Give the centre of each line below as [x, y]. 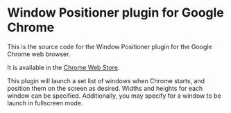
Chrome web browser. [39, 54]
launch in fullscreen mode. [45, 103]
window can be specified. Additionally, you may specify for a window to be [114, 96]
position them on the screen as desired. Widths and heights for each [105, 88]
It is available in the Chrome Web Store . [63, 67]
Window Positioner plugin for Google [115, 13]
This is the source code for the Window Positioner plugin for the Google [110, 46]
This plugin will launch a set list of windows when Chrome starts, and [106, 80]
